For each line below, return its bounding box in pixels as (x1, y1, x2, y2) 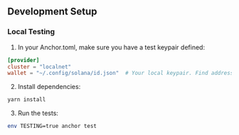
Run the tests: (17, 109, 59, 117)
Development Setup (7, 6, 97, 18)
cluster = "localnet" (7, 63, 72, 70)
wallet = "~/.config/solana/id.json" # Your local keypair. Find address (7, 70, 234, 77)
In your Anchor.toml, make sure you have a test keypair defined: (17, 42, 205, 52)
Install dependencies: (17, 83, 81, 91)
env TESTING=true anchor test (7, 123, 97, 130)
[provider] (7, 57, 40, 64)
